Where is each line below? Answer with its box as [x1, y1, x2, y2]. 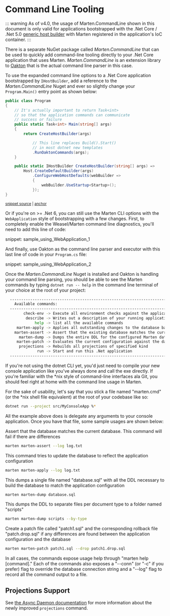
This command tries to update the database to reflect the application [5, 452, 148, 458]
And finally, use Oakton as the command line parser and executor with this [5, 246, 160, 252]
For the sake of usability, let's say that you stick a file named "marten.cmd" [5, 388, 162, 394]
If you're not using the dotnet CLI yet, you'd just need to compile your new [5, 363, 160, 369]
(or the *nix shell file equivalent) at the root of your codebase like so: [5, 394, 148, 400]
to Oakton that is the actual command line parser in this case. [5, 62, 133, 68]
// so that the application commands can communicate [14, 113, 130, 118]
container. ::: [5, 37, 31, 43]
